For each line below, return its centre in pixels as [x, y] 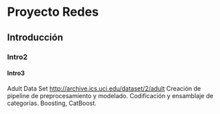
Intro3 [16, 73]
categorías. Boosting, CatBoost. [52, 103]
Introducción [35, 37]
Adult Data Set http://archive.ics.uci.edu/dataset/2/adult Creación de [104, 88]
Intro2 [17, 57]
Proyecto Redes [53, 12]
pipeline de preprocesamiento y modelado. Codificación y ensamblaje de [110, 95]
